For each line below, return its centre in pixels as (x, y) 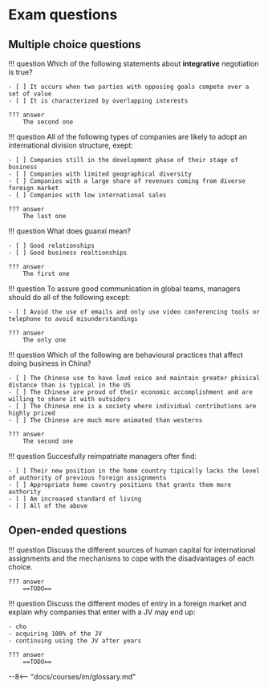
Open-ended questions (68, 531)
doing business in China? (50, 363)
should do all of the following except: (69, 297)
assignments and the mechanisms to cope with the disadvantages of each (131, 558)
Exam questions (63, 15)
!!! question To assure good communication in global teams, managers (124, 289)
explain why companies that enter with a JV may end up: (102, 612)
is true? (21, 72)
